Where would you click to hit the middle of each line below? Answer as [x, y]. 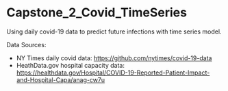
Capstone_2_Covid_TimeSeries [97, 13]
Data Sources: [26, 44]
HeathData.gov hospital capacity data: [70, 65]
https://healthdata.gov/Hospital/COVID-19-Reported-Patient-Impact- [113, 73]
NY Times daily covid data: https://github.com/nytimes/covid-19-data [114, 58]
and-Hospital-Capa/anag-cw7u [61, 79]
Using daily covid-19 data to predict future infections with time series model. [114, 31]
